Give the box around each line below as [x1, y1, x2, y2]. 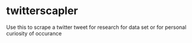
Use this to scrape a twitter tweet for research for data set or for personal [6, 24, 187, 31]
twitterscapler [6, 4, 79, 18]
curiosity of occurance [6, 29, 62, 37]
